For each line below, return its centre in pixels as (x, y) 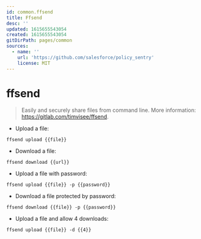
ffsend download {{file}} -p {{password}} (61, 208)
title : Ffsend (24, 18)
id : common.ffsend (30, 12)
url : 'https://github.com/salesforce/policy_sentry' (86, 57)
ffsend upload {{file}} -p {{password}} (59, 185)
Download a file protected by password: (65, 196)
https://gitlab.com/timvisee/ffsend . (65, 117)
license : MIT (34, 63)
